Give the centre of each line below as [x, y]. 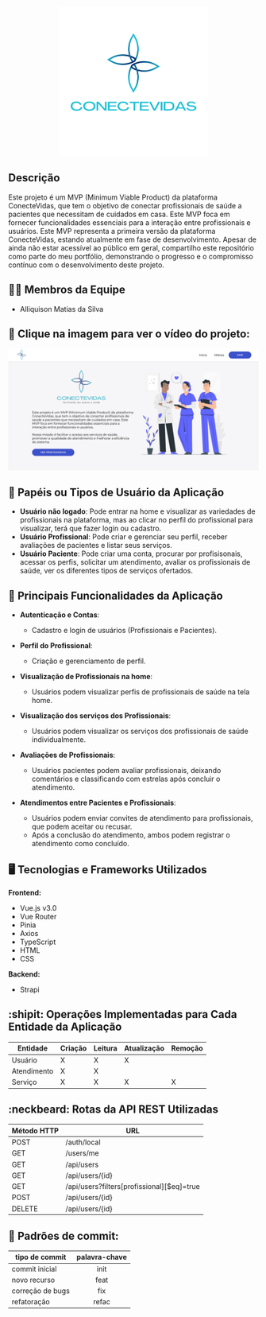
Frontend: [25, 893]
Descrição [34, 178]
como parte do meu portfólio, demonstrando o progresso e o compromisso [131, 256]
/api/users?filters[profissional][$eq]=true [133, 1187]
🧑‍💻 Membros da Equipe [67, 290]
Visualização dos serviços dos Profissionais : [95, 716]
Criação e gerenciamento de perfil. [89, 661]
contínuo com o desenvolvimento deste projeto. [87, 265]
